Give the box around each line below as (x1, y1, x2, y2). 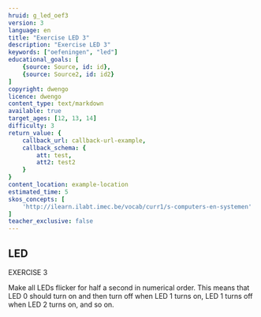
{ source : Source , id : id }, (22, 63, 111, 71)
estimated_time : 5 (8, 187, 69, 196)
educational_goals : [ (8, 56, 80, 64)
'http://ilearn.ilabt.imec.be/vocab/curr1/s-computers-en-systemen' (22, 202, 252, 210)
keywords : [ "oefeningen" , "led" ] (8, 48, 118, 56)
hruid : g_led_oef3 (8, 11, 69, 20)
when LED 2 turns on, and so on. (8, 300, 114, 309)
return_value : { (8, 129, 62, 137)
